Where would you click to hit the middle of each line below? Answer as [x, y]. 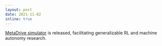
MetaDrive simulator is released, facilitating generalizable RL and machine [81, 33]
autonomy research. [26, 38]
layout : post [19, 10]
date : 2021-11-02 [23, 14]
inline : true [19, 19]
